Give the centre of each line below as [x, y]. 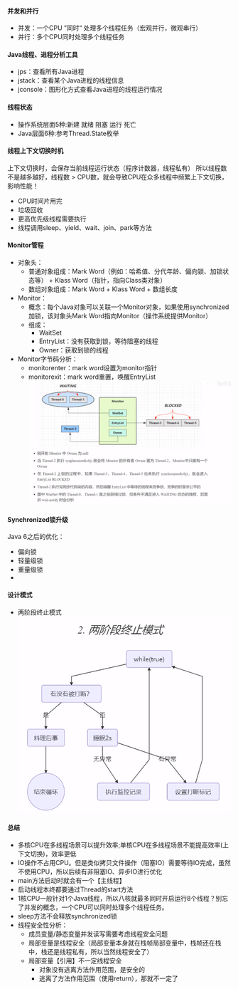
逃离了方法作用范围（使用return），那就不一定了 [109, 978]
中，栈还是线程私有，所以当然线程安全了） [91, 951]
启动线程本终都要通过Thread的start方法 [75, 889]
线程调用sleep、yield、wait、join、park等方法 [85, 227]
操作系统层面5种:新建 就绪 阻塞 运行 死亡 [77, 124]
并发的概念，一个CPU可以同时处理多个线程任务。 [96, 907]
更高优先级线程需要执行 [52, 219]
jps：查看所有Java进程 [51, 72]
